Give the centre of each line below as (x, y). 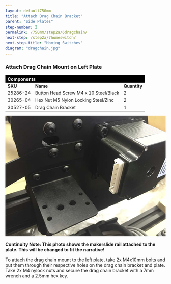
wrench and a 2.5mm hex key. (37, 276)
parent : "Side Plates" (29, 21)
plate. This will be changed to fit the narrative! (55, 250)
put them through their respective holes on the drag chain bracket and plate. (85, 265)
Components (21, 79)
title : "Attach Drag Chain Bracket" (44, 16)
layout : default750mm (28, 11)
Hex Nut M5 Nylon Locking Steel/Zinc (74, 100)
